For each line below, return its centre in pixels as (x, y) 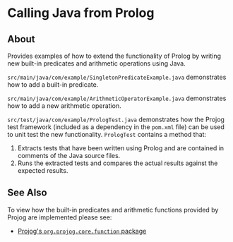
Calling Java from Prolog (81, 13)
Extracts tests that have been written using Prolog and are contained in (121, 148)
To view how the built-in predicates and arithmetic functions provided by (113, 210)
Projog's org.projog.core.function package (82, 231)
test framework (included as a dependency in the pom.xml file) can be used (116, 127)
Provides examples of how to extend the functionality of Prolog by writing (114, 56)
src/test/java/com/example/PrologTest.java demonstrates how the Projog (116, 119)
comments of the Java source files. (69, 156)
